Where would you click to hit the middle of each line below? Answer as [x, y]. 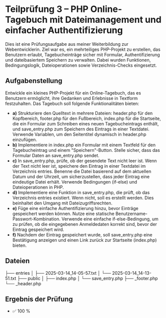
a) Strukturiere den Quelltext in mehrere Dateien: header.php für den [83, 113]
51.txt [11, 278]
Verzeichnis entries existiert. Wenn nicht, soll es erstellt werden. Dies [83, 198]
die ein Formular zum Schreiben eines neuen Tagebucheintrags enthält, [85, 123]
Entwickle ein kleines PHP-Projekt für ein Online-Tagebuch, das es [73, 93]
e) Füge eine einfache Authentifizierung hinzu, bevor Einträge [75, 208]
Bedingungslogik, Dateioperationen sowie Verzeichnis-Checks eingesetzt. [81, 65]
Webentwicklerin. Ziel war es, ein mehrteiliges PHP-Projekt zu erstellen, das [83, 49]
